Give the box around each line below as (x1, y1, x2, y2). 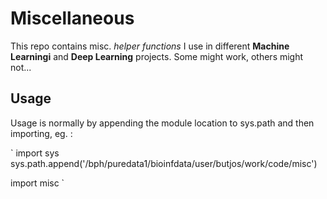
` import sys (10, 147, 60, 159)
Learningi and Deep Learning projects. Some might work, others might (10, 50, 304, 62)
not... (10, 61, 32, 73)
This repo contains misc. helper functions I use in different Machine (10, 40, 290, 52)
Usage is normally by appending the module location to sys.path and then (10, 117, 315, 129)
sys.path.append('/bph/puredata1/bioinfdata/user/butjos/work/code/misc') (10, 157, 318, 169)
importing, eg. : (10, 127, 73, 139)
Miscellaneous (10, 7, 135, 30)
